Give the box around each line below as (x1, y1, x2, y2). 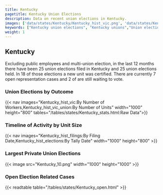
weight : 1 (5, 30, 25, 35)
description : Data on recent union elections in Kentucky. (5, 16, 127, 21)
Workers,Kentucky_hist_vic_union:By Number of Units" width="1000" (5, 105, 143, 110)
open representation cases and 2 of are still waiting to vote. (5, 76, 124, 82)
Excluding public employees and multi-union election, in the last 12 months (5, 60, 154, 66)
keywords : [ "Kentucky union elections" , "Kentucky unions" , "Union (5, 25, 142, 30)
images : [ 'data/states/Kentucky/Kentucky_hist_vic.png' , (5, 20, 123, 26)
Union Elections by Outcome (5, 88, 74, 95)
